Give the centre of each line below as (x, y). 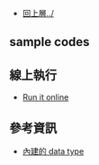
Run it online (45, 97)
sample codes (49, 42)
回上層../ (38, 13)
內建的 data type (53, 151)
